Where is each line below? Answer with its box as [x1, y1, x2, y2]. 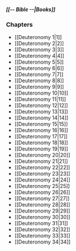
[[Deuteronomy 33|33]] [14, 232, 71, 239]
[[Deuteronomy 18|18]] [14, 139, 68, 147]
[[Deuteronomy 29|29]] [14, 207, 71, 214]
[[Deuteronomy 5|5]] [14, 58, 64, 65]
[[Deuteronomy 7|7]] [14, 71, 64, 78]
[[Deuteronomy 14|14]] [14, 114, 68, 121]
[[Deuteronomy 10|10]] [14, 89, 68, 97]
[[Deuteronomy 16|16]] [14, 127, 68, 134]
